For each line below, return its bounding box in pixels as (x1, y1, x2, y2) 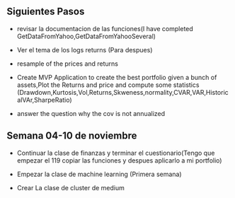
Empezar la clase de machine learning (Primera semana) (16, 170, 182, 178)
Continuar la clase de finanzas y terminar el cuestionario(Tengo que (16, 148, 215, 157)
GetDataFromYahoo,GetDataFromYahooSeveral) (16, 32, 156, 40)
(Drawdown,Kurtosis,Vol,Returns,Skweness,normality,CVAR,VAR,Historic (16, 88, 229, 96)
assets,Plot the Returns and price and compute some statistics (16, 81, 200, 89)
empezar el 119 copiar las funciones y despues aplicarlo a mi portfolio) (16, 156, 222, 165)
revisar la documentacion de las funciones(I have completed (16, 24, 194, 33)
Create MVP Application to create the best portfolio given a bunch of (16, 73, 217, 81)
